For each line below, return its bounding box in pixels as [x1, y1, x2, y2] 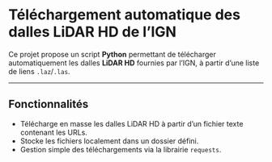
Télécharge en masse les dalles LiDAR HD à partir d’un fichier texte [19, 118, 244, 128]
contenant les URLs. [19, 127, 87, 137]
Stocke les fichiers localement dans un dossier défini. [19, 135, 199, 146]
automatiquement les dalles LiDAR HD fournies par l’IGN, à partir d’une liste [8, 58, 260, 68]
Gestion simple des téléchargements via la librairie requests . [19, 144, 222, 154]
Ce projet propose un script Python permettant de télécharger [8, 49, 217, 59]
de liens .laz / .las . [8, 66, 70, 76]
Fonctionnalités [8, 98, 89, 111]
